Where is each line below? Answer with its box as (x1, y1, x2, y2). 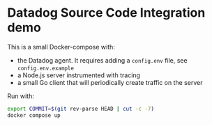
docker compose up (7, 111, 61, 119)
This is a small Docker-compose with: (7, 42, 115, 51)
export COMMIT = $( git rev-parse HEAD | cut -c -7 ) (7, 105, 155, 112)
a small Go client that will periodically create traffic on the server (17, 78, 203, 86)
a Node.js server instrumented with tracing (17, 71, 141, 79)
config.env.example (17, 65, 75, 72)
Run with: (7, 92, 35, 100)
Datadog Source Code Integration (7, 5, 206, 21)
